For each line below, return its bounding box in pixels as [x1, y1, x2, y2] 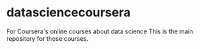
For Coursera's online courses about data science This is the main [6, 27, 193, 35]
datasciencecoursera [6, 5, 131, 20]
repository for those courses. [6, 34, 89, 42]
